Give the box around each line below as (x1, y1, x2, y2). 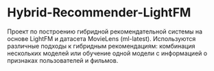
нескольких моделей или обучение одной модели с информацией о (7, 49, 208, 57)
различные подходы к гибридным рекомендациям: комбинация (7, 42, 195, 50)
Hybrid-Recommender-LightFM (7, 5, 191, 20)
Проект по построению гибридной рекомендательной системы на (7, 27, 203, 35)
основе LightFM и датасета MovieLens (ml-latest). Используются (7, 34, 196, 42)
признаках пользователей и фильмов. (7, 56, 119, 64)
